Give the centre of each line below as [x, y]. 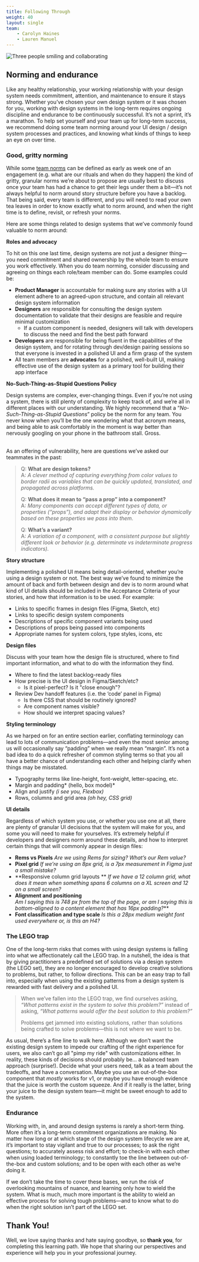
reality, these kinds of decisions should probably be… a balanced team [93, 1060]
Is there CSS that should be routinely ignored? [80, 700]
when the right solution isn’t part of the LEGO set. [67, 1207]
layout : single [25, 23]
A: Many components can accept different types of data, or [94, 506]
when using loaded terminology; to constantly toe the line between [88, 1157]
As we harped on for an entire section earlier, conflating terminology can [95, 736]
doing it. [16, 1170]
